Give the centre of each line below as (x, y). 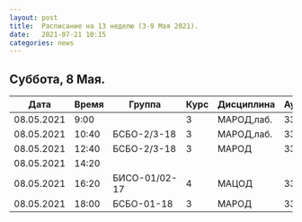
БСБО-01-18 (143, 204)
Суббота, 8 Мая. (58, 79)
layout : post (34, 18)
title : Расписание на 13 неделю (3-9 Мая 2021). (104, 26)
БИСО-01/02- (145, 178)
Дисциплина (246, 104)
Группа (145, 104)
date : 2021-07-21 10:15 (58, 34)
